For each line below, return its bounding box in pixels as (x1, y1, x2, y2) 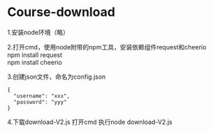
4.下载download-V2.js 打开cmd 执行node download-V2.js (7, 118, 172, 126)
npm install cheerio (7, 58, 63, 66)
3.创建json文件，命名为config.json (7, 72, 106, 81)
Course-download (7, 4, 115, 20)
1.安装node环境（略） (7, 28, 70, 36)
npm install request (7, 50, 63, 59)
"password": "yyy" (13, 98, 68, 105)
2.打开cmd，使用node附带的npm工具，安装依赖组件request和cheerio (7, 42, 207, 51)
